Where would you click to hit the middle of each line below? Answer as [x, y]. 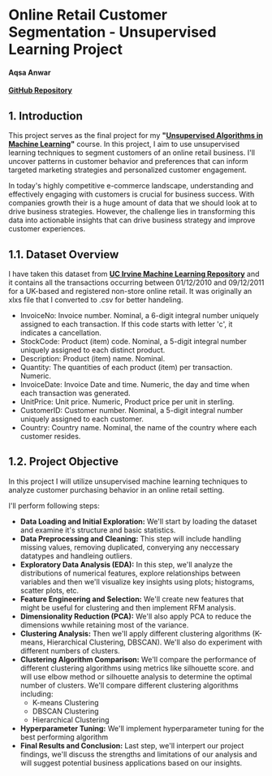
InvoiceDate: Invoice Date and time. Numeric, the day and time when [135, 385]
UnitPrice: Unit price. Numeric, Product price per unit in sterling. [127, 402]
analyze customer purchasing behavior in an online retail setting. [117, 489]
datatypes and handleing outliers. [76, 556]
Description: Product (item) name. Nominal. [93, 359]
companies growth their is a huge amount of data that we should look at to [133, 203]
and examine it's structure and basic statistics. [98, 530]
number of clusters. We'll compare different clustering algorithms [129, 685]
